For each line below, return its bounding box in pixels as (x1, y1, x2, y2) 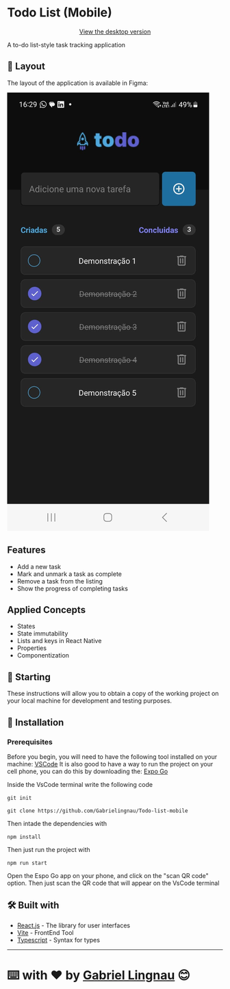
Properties (16, 644, 47, 652)
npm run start (7, 860, 48, 866)
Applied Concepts (7, 604, 86, 616)
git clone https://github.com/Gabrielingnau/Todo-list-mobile (7, 807, 188, 814)
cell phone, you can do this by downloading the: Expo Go (7, 767, 168, 775)
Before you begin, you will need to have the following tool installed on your (7, 752, 218, 761)
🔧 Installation (7, 716, 64, 728)
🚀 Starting (7, 671, 51, 683)
